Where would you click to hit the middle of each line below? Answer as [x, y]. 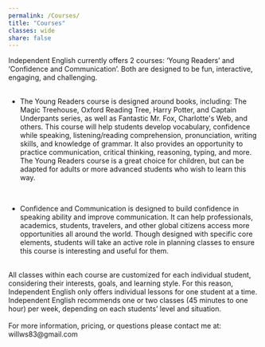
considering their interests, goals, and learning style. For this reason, [121, 283]
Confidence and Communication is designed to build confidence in [129, 209]
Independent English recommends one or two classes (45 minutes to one [128, 301]
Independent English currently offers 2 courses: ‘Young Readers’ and [121, 61]
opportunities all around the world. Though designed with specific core [136, 234]
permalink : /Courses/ [44, 16]
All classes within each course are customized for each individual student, [130, 275]
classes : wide [32, 30]
